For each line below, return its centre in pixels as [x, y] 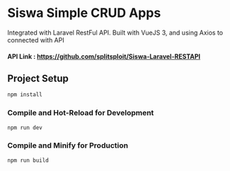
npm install [25, 95]
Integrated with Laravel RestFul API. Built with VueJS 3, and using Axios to [115, 33]
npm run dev [25, 128]
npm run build [28, 160]
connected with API [36, 40]
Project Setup [38, 78]
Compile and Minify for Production [68, 146]
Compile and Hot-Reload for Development [81, 113]
